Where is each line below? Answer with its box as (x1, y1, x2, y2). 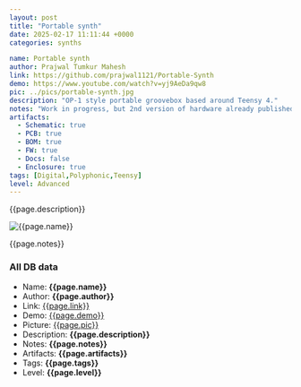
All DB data (9, 261, 58, 273)
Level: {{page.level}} (21, 366, 102, 377)
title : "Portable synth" (9, 21, 102, 30)
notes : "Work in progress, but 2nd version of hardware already (9, 104, 254, 113)
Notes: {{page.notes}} (21, 338, 107, 349)
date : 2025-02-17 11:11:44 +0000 (9, 30, 134, 39)
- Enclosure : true (17, 162, 87, 171)
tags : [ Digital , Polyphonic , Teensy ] (9, 171, 142, 180)
